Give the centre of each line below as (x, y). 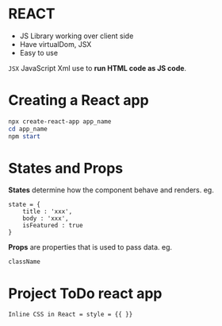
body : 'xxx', (46, 219)
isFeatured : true (53, 226)
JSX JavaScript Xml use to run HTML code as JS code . (98, 68)
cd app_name (28, 129)
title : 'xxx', (48, 212)
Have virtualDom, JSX (55, 44)
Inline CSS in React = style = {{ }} (71, 315)
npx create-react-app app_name (60, 121)
